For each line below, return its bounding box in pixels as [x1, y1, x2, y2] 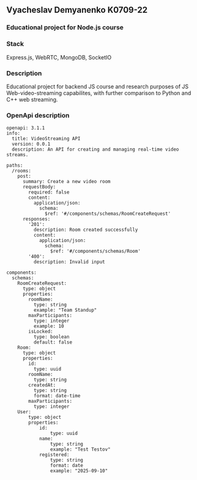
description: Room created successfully [33, 227, 138, 233]
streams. [6, 152, 29, 158]
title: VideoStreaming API [12, 136, 81, 142]
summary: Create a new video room [22, 179, 111, 185]
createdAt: [28, 382, 56, 388]
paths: [6, 162, 23, 169]
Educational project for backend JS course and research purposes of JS [6, 83, 189, 90]
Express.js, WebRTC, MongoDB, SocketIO [6, 53, 112, 61]
